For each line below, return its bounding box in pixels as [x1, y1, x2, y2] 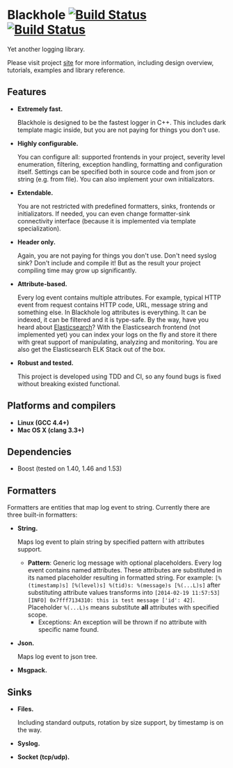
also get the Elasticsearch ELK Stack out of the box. [17, 345, 166, 353]
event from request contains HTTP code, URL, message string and [17, 300, 209, 309]
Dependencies [7, 445, 72, 457]
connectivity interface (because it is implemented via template [17, 216, 196, 225]
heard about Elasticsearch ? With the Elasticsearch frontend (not [17, 323, 200, 331]
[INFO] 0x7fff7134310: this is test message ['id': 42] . [27, 596, 195, 604]
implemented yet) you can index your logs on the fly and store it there [17, 330, 218, 339]
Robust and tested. [17, 358, 74, 367]
